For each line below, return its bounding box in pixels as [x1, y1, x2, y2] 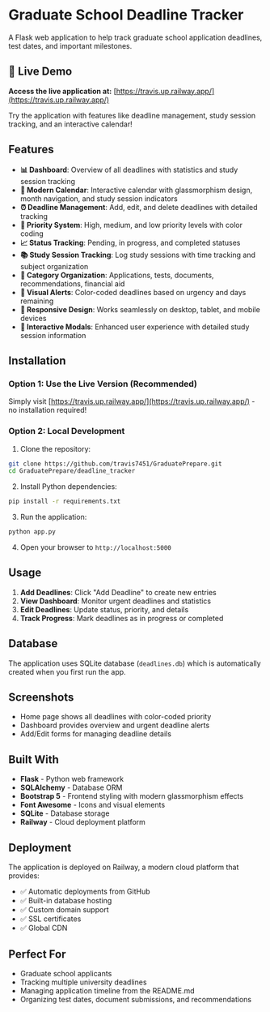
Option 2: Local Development [8, 426, 125, 437]
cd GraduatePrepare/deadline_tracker [8, 467, 136, 475]
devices [19, 313, 47, 323]
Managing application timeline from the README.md [19, 985, 196, 995]
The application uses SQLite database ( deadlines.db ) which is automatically [8, 658, 261, 668]
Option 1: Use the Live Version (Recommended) [8, 378, 198, 389]
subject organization [19, 261, 89, 271]
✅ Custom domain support [19, 905, 109, 915]
